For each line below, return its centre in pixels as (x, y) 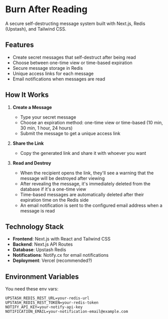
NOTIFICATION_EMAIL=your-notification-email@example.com (67, 312)
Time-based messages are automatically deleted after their (82, 194)
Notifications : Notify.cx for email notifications (61, 255)
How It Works (27, 95)
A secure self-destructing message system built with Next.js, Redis (75, 23)
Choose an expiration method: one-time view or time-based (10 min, (92, 122)
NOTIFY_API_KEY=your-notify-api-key (44, 307)
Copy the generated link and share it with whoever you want (83, 153)
